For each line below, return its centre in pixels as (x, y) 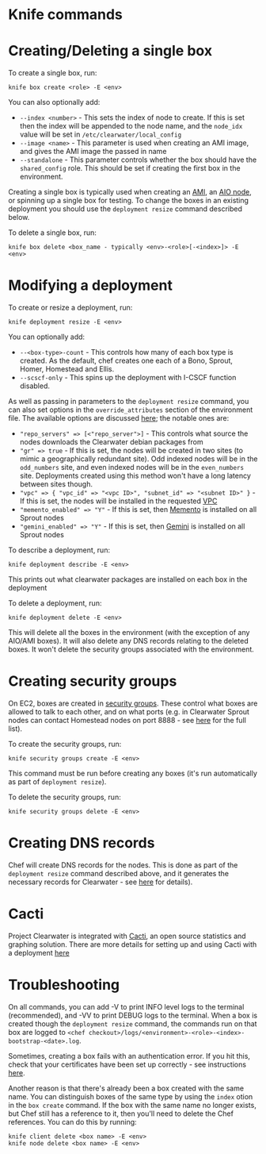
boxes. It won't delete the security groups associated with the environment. (131, 649)
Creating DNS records (82, 843)
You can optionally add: (47, 337)
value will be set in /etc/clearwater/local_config (101, 135)
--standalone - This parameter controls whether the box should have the (138, 160)
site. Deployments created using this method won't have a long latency (135, 476)
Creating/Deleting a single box (110, 51)
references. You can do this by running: (72, 1121)
